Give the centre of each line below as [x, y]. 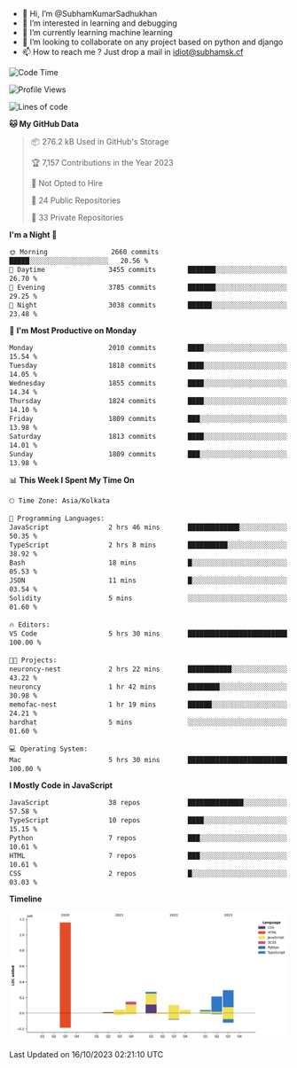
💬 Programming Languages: [57, 518]
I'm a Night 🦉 [33, 234]
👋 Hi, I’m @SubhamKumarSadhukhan [90, 14]
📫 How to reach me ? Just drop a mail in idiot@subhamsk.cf [133, 52]
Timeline [26, 899]
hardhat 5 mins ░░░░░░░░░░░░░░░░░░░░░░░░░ [148, 722]
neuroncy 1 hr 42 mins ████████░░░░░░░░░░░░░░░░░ [148, 687]
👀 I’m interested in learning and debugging [99, 23]
